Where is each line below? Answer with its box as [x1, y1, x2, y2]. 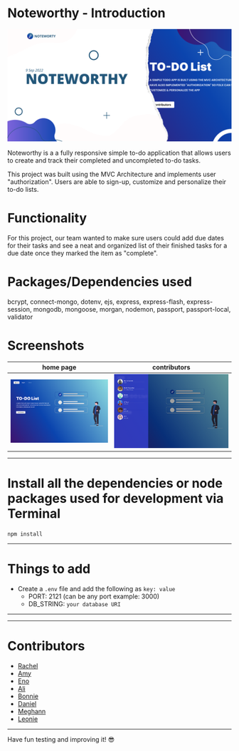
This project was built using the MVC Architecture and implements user [7, 170, 216, 178]
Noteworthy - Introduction [7, 5, 166, 21]
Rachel [17, 661, 38, 670]
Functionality [7, 210, 87, 226]
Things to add [7, 561, 91, 577]
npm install [7, 530, 43, 538]
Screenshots [7, 337, 85, 354]
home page [42, 363, 77, 372]
